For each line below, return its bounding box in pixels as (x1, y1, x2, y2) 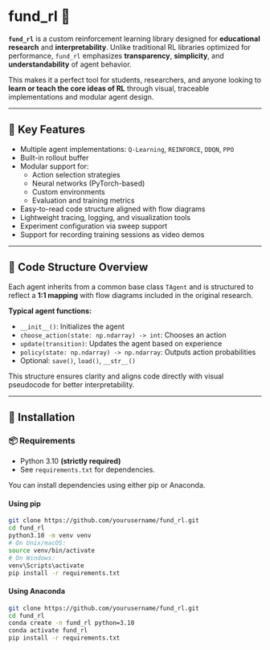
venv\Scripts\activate (8, 562, 84, 570)
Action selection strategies (31, 170, 121, 179)
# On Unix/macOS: (8, 539, 67, 547)
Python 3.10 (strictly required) (19, 456, 121, 466)
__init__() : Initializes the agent (19, 321, 125, 331)
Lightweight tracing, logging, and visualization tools (19, 212, 191, 222)
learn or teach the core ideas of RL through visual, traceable (8, 84, 210, 93)
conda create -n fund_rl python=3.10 (8, 619, 135, 628)
